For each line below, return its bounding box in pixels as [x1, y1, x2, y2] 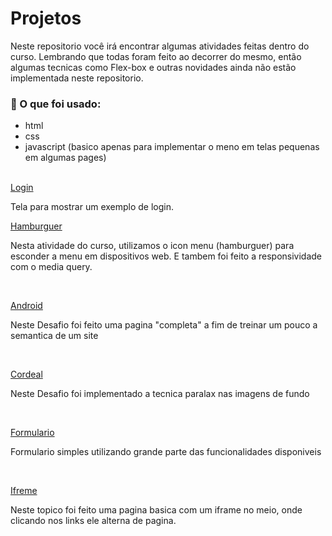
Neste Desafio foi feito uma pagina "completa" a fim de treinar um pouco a [10, 319, 318, 331]
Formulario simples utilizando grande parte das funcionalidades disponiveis [10, 446, 322, 458]
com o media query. [10, 261, 93, 273]
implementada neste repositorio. [10, 72, 144, 84]
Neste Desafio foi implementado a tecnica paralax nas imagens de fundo [10, 388, 310, 400]
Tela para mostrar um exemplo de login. [10, 201, 175, 213]
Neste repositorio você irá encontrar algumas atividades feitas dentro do [10, 40, 310, 52]
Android [10, 300, 43, 312]
